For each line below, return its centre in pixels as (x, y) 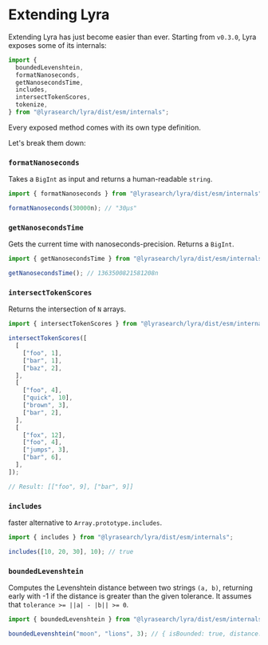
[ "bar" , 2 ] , (42, 413)
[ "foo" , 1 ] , (42, 353)
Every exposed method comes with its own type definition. (104, 127)
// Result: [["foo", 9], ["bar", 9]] (71, 487)
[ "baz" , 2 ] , (42, 368)
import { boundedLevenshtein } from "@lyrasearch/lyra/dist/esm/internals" (137, 619)
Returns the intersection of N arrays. (67, 309)
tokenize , (32, 105)
